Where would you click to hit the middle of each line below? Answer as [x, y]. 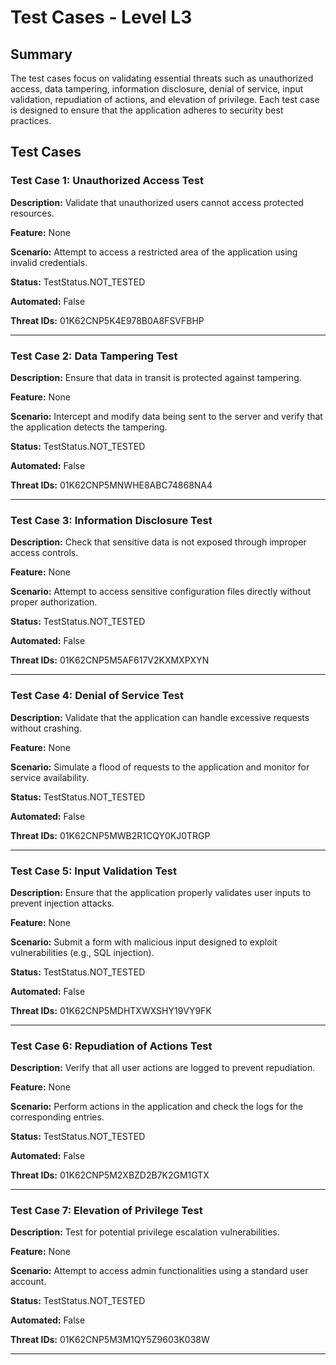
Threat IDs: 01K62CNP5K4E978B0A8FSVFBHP [107, 320]
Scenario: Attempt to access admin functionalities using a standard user [159, 1271]
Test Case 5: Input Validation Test [93, 871]
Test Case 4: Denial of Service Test [97, 696]
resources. [32, 213]
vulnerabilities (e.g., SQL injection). [82, 952]
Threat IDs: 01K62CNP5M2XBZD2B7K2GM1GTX [110, 1175]
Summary [41, 54]
